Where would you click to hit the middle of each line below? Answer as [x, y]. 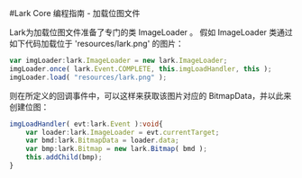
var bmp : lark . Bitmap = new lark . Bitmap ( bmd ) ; [116, 149]
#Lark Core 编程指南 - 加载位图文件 [75, 13]
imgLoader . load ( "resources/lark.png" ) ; [88, 77]
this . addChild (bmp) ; [64, 157]
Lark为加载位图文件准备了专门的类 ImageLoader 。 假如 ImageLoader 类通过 [151, 32]
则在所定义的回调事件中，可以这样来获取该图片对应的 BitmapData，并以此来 [151, 95]
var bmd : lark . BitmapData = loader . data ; [102, 141]
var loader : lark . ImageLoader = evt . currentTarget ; [123, 132]
